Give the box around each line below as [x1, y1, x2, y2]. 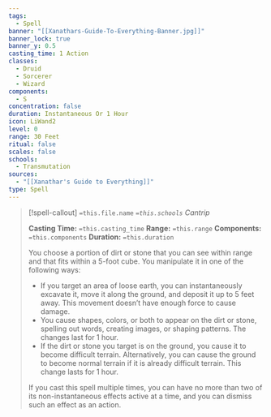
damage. [40, 306, 71, 316]
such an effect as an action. [28, 399, 122, 410]
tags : [8, 11, 27, 20]
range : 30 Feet [8, 132, 60, 140]
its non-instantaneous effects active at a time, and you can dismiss [28, 391, 252, 401]
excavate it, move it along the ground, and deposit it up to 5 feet [40, 289, 255, 299]
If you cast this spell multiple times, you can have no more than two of [28, 382, 263, 392]
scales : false [8, 148, 57, 156]
